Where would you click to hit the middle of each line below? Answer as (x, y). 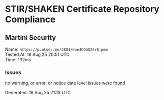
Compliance (30, 19)
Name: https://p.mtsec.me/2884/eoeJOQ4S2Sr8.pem (57, 49)
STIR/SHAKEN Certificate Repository (82, 9)
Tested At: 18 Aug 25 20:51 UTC (37, 54)
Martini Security (31, 37)
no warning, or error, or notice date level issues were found (65, 83)
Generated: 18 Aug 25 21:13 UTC (38, 93)
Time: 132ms (18, 60)
